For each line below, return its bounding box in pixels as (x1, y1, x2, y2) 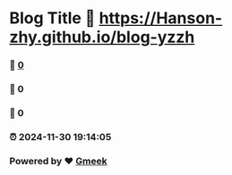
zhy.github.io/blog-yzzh (9, 27, 195, 47)
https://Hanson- (99, 8, 223, 29)
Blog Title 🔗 (9, 8, 96, 29)
